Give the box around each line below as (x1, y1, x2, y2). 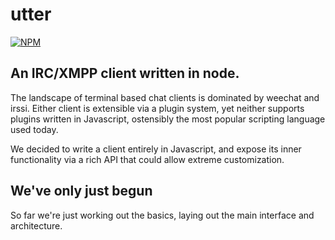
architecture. (10, 219, 63, 232)
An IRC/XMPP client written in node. (10, 65, 240, 82)
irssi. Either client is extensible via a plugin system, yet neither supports (10, 102, 305, 114)
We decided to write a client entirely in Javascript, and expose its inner (10, 143, 302, 155)
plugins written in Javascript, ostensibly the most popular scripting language (10, 113, 326, 125)
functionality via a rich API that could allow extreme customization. (10, 153, 285, 165)
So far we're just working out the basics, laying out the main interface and (10, 209, 315, 221)
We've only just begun (10, 183, 153, 200)
